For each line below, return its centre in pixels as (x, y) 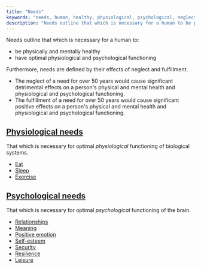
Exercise (25, 177)
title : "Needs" (25, 12)
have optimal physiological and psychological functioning (86, 58)
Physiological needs (45, 132)
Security (25, 247)
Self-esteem (30, 241)
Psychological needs (46, 196)
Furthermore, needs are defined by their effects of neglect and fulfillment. (97, 69)
